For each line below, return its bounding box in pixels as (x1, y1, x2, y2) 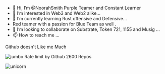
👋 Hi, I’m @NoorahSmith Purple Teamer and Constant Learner (12, 5, 141, 11)
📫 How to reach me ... (12, 32, 60, 38)
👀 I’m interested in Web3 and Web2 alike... (12, 10, 101, 16)
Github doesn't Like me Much (5, 44, 67, 50)
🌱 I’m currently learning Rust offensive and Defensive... (12, 16, 127, 21)
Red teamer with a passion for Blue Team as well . (12, 21, 117, 27)
